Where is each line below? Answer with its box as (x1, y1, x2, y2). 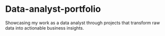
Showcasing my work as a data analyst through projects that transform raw (5, 20, 160, 26)
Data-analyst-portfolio (5, 3, 101, 15)
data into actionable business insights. (5, 25, 84, 31)
